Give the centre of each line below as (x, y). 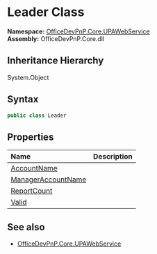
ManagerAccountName (49, 180)
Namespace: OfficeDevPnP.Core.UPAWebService (79, 31)
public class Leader (37, 116)
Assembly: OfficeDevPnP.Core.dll (56, 38)
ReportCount (32, 191)
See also (26, 227)
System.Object (28, 77)
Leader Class (46, 12)
